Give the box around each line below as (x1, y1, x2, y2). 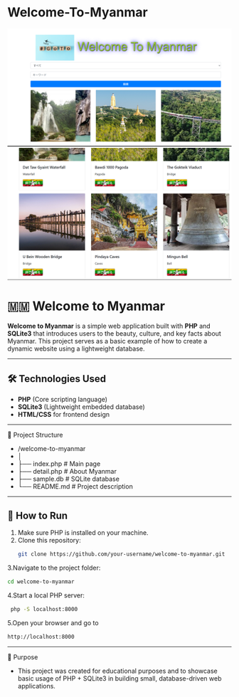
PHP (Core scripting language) (17, 395, 108, 404)
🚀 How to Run (7, 509, 68, 521)
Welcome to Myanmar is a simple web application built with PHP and (7, 321, 211, 331)
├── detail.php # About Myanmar (17, 467, 117, 476)
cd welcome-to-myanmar (7, 578, 75, 585)
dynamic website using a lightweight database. (7, 344, 145, 353)
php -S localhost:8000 (10, 605, 78, 612)
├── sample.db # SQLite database (17, 474, 119, 484)
